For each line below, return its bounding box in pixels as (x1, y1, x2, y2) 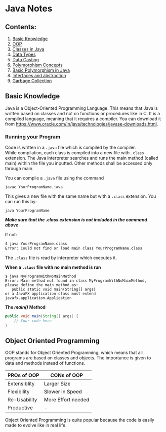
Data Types (12, 51, 36, 57)
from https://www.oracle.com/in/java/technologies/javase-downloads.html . (5, 121, 158, 127)
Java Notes (5, 3, 53, 14)
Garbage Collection (12, 78, 52, 84)
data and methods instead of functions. (5, 360, 85, 366)
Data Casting (12, 57, 39, 62)
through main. (5, 166, 34, 172)
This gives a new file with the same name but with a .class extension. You (5, 193, 157, 199)
